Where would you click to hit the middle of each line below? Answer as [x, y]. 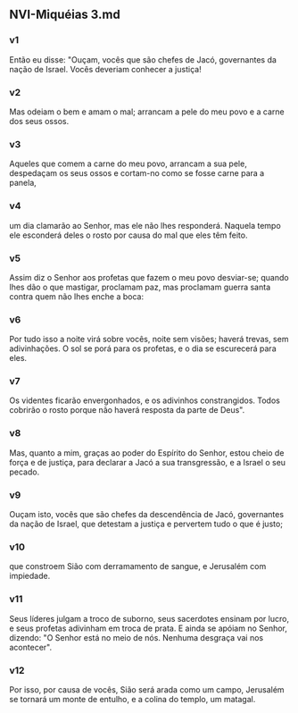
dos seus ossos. [39, 121]
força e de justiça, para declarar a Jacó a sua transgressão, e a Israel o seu [148, 462]
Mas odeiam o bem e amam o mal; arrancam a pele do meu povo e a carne [147, 112]
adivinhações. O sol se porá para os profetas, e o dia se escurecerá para [143, 348]
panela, [23, 183]
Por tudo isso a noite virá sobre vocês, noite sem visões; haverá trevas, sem [149, 340]
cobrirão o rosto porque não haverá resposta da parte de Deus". [127, 410]
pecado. [25, 472]
